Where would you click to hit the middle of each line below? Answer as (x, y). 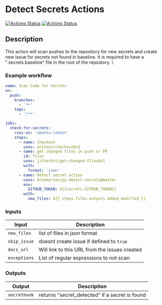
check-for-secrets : (30, 128)
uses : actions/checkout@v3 (52, 147)
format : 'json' (44, 170)
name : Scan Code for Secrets (36, 86)
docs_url (18, 250)
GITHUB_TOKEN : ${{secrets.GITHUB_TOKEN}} (72, 189)
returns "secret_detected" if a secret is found (92, 295)
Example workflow (29, 75)
